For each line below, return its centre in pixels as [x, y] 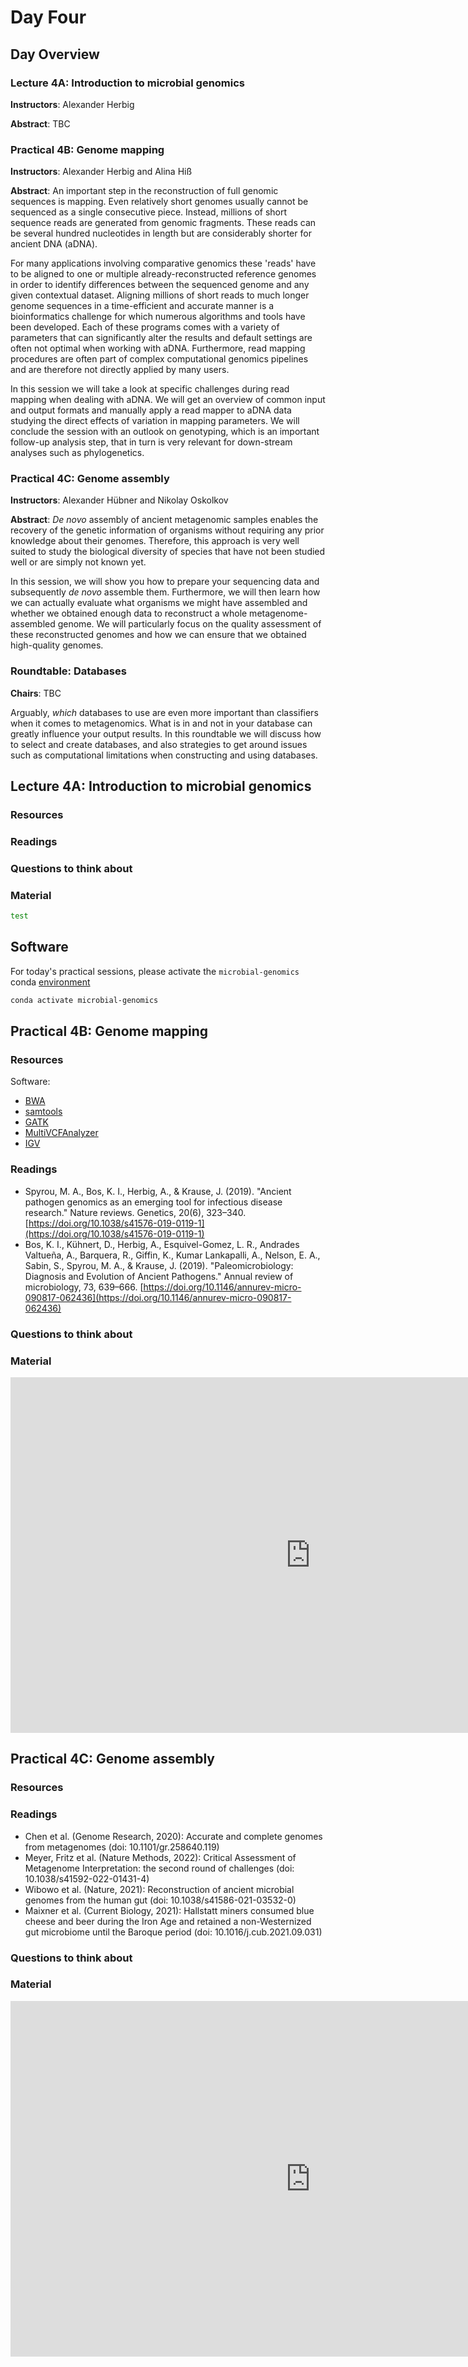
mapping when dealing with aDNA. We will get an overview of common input [168, 400]
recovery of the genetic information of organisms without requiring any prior [167, 530]
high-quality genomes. [57, 645]
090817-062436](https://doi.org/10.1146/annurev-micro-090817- [158, 1297]
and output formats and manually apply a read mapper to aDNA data [151, 410]
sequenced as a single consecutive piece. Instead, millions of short [149, 212]
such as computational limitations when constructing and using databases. [164, 755]
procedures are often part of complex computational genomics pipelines [159, 359]
